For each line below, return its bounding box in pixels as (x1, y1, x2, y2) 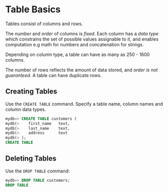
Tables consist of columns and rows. (5, 21, 83, 27)
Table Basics (5, 4, 61, 15)
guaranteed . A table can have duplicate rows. (5, 72, 102, 78)
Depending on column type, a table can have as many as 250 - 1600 (5, 51, 150, 57)
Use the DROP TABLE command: (5, 168, 70, 174)
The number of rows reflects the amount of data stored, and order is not (5, 67, 158, 73)
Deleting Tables (5, 154, 57, 163)
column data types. (5, 106, 46, 112)
